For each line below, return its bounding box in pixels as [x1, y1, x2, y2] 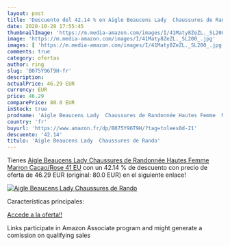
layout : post [7, 10, 44, 17]
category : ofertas [7, 55, 60, 62]
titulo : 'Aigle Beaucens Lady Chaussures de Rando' [7, 138, 161, 145]
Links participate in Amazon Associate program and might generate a [7, 224, 203, 232]
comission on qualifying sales [7, 231, 91, 240]
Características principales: [7, 197, 84, 206]
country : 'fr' [7, 118, 48, 125]
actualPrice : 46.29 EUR [7, 80, 75, 87]
